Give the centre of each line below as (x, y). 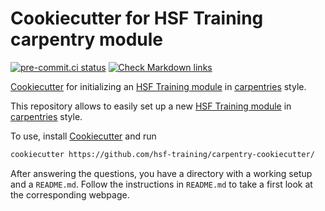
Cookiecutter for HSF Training (137, 18)
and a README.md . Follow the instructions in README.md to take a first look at (161, 184)
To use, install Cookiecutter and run (83, 136)
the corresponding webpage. (70, 194)
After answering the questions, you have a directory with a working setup (161, 173)
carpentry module (87, 39)
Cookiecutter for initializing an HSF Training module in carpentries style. (158, 86)
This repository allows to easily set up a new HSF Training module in (151, 106)
